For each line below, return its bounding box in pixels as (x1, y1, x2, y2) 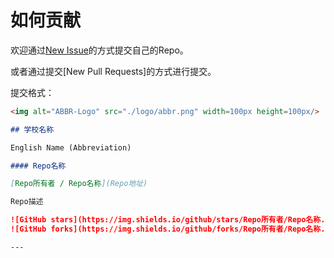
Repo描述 (10, 197, 44, 207)
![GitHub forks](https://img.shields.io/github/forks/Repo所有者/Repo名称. (10, 224, 326, 235)
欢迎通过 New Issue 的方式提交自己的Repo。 (10, 44, 189, 56)
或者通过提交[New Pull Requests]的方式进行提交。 (10, 65, 217, 77)
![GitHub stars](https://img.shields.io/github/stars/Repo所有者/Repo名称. (10, 215, 326, 225)
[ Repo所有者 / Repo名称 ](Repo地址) (10, 179, 148, 189)
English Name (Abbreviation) (10, 142, 132, 153)
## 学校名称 (10, 124, 55, 135)
